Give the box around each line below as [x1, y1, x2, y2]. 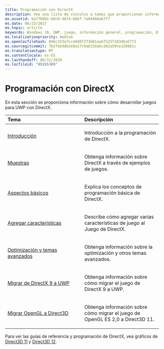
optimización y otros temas [84, 250, 146, 257]
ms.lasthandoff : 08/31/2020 [5, 57, 62, 62]
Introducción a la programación [84, 130, 156, 136]
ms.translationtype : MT [5, 48, 54, 53]
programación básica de [84, 189, 141, 196]
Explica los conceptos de [84, 184, 142, 190]
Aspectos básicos [7, 189, 49, 196]
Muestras [7, 160, 29, 166]
